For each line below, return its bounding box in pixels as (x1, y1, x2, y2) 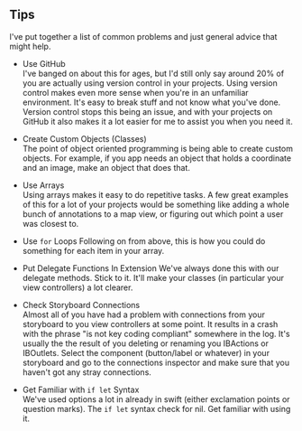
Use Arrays (22, 180, 65, 191)
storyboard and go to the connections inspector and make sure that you (22, 357, 290, 368)
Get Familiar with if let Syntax (22, 384, 140, 395)
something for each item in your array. (22, 245, 165, 256)
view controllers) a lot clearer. (22, 282, 133, 293)
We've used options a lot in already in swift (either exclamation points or (22, 393, 290, 405)
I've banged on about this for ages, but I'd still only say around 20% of (22, 68, 285, 79)
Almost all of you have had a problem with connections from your (22, 309, 266, 320)
